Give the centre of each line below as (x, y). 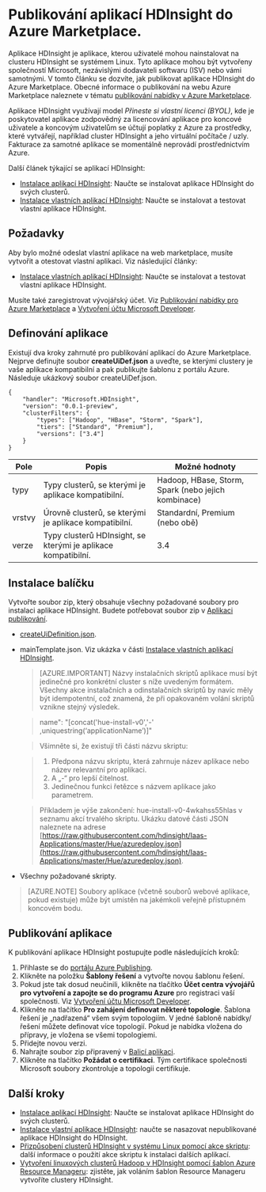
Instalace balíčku (51, 583)
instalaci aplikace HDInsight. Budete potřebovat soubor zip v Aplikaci (121, 610)
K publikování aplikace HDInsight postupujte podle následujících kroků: (124, 952)
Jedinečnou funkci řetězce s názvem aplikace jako (133, 787)
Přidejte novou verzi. (53, 1043)
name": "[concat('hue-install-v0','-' (97, 723)
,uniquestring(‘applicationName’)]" (96, 731)
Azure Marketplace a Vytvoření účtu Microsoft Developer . (102, 308)
